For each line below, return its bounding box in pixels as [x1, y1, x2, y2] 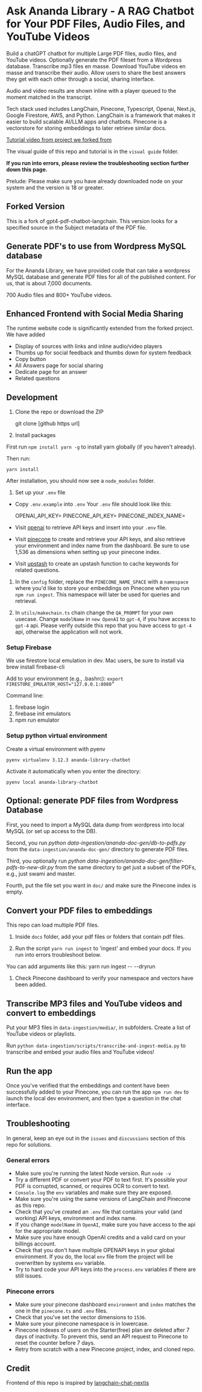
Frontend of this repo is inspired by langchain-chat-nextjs [6, 1379, 150, 1387]
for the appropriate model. [14, 1227, 81, 1235]
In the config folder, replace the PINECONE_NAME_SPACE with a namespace [14, 578, 189, 585]
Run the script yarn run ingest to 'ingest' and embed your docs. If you [14, 945, 191, 952]
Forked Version [6, 201, 65, 212]
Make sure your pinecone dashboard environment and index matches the [14, 1301, 196, 1308]
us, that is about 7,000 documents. [6, 279, 92, 287]
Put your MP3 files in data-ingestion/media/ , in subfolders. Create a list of [6, 1024, 191, 1031]
